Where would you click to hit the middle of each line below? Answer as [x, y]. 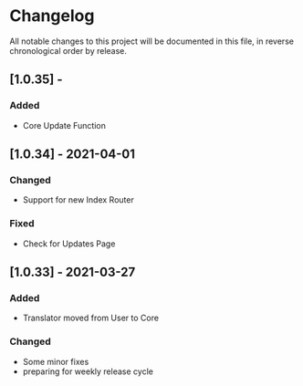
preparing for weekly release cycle [88, 371]
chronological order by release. [68, 50]
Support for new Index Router [78, 200]
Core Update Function [64, 125]
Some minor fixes [56, 361]
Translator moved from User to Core [91, 318]
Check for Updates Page [69, 244]
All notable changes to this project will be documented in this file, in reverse [152, 41]
